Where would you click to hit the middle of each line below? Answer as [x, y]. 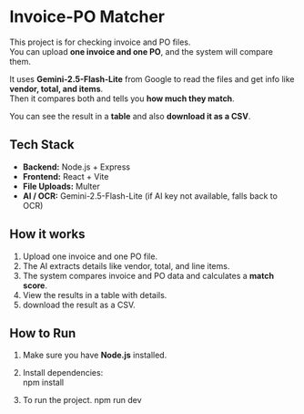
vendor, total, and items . [56, 88]
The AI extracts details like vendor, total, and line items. [126, 265]
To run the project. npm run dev [82, 400]
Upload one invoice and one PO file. [90, 256]
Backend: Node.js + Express [76, 167]
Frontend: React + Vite [66, 176]
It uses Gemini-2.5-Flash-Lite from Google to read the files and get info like [152, 78]
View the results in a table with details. [95, 295]
